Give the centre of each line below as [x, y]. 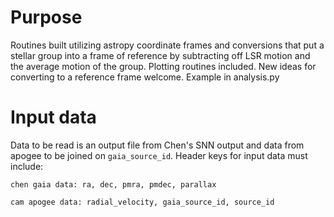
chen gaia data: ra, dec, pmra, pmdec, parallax [113, 184]
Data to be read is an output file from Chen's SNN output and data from [157, 145]
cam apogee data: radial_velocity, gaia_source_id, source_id [142, 202]
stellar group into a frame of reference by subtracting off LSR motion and [160, 55]
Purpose [46, 17]
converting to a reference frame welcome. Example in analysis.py [145, 77]
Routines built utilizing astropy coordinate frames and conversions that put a [167, 45]
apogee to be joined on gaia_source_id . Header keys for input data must [159, 155]
